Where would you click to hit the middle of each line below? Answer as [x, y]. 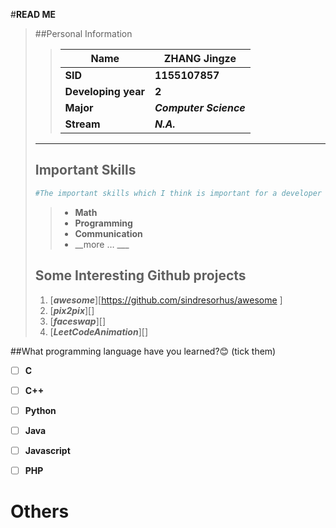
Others [40, 511]
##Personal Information [83, 33]
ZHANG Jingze [200, 58]
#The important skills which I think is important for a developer [178, 193]
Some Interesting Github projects [140, 275]
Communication [108, 233]
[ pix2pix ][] [72, 310]
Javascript [47, 450]
